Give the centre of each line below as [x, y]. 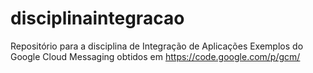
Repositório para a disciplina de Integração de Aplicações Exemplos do [157, 46]
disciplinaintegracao [97, 18]
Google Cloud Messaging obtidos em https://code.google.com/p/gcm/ [155, 56]
